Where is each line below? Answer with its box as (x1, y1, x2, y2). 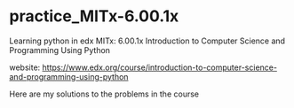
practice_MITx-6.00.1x (9, 6, 179, 27)
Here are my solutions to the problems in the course (9, 89, 200, 99)
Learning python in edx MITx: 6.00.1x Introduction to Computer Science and (9, 35, 286, 46)
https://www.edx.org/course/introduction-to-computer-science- (42, 62, 278, 73)
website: (9, 62, 41, 73)
